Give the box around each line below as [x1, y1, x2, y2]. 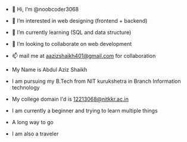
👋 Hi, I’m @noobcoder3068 [11, 6, 79, 13]
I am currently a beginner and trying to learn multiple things [11, 107, 158, 114]
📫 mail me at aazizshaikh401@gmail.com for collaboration [11, 53, 156, 59]
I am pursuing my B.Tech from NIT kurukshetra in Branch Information [11, 78, 182, 85]
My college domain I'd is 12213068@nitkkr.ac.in [11, 95, 129, 103]
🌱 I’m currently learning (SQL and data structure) [11, 29, 132, 36]
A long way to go [11, 119, 54, 125]
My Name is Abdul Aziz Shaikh [11, 66, 88, 73]
